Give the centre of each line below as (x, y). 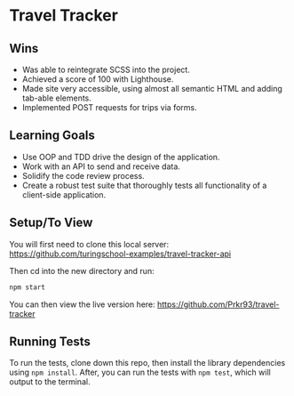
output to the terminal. (50, 382)
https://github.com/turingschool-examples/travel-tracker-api (120, 254)
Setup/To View (51, 223)
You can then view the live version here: (82, 304)
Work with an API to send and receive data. (101, 166)
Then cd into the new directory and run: (82, 271)
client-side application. (64, 194)
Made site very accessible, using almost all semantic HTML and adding (152, 89)
